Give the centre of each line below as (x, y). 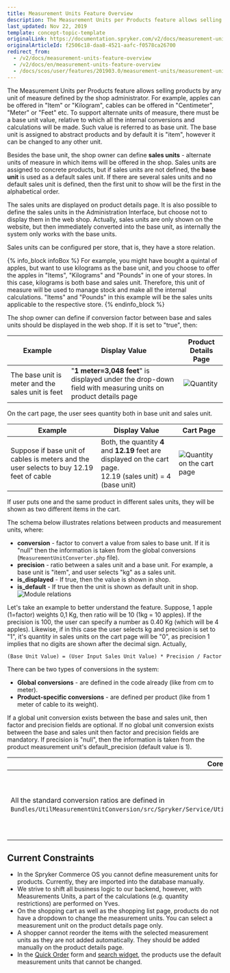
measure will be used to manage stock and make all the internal (97, 290)
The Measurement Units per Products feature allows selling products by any (114, 91)
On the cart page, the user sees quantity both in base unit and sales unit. (110, 413)
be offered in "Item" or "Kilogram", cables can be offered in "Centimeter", (111, 105)
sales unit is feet (37, 392)
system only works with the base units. (62, 233)
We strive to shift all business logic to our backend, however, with (109, 889)
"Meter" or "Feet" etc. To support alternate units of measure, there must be (113, 112)
